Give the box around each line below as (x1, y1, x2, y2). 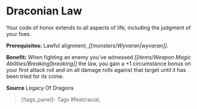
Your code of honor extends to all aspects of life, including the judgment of (6, 24, 191, 31)
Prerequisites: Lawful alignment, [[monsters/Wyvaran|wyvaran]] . (6, 42, 169, 49)
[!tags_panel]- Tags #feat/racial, (20, 96, 101, 103)
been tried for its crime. (6, 72, 64, 80)
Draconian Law (6, 4, 83, 18)
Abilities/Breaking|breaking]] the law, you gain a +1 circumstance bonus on (6, 60, 192, 67)
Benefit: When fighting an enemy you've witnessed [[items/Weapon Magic (6, 53, 192, 60)
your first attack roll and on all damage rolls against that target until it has (6, 66, 186, 73)
